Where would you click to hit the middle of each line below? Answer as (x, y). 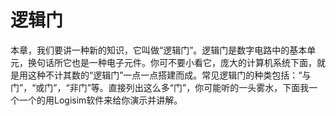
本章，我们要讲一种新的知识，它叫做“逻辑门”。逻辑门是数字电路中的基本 (159, 50)
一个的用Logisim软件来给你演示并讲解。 (100, 100)
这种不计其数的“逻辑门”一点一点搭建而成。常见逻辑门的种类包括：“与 (169, 75)
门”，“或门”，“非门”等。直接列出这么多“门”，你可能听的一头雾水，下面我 (160, 87)
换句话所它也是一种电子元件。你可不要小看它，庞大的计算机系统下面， (172, 62)
